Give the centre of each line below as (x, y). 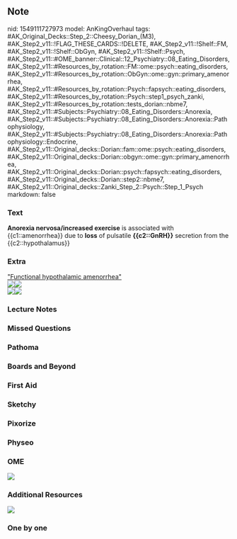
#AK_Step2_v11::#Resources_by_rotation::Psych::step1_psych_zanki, (106, 96)
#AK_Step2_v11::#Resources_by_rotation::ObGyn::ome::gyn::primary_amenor (118, 74)
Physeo (21, 442)
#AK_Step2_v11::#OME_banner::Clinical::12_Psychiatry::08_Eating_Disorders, (118, 59)
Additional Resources (45, 495)
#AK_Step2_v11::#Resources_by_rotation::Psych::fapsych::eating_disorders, (117, 89)
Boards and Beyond (42, 366)
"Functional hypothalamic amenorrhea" (65, 277)
